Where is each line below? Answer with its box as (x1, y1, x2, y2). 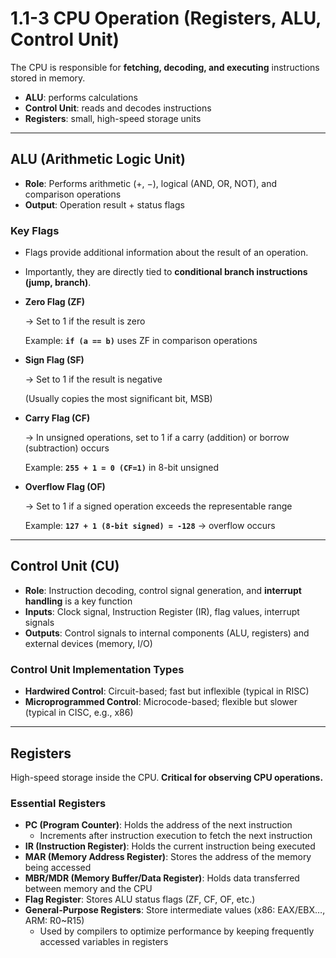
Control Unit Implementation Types (10, 662, 185, 676)
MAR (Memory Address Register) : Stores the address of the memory (24, 851, 312, 863)
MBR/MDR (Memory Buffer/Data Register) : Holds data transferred (24, 872, 300, 884)
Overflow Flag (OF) (24, 481, 106, 493)
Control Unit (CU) (10, 558, 120, 575)
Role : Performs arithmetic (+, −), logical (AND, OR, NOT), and (24, 177, 278, 189)
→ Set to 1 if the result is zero (24, 315, 146, 327)
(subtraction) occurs (24, 442, 110, 454)
